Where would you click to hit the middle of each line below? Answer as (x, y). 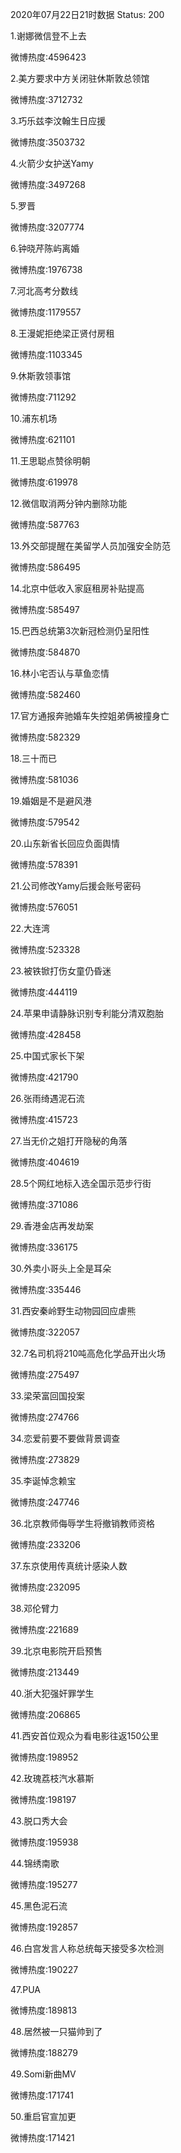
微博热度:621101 (43, 439)
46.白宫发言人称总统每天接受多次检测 (87, 1948)
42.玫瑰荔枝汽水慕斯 (52, 1778)
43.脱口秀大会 (39, 1821)
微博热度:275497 (45, 1374)
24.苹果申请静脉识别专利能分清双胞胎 (87, 1013)
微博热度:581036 (44, 779)
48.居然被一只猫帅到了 (56, 2031)
